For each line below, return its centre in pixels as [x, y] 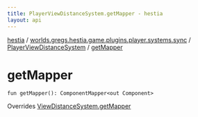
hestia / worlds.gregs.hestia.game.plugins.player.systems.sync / [99, 39]
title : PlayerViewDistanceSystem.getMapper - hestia [85, 13]
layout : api [24, 20]
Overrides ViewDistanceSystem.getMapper [69, 106]
